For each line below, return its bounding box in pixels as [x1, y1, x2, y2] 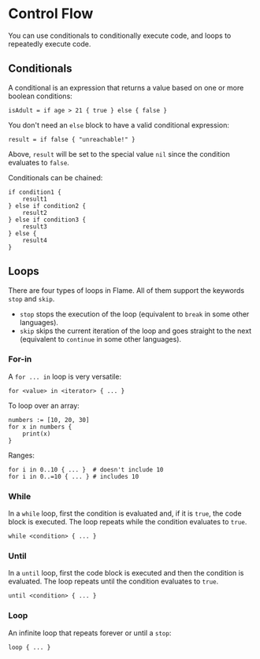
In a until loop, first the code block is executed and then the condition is [8, 568, 244, 578]
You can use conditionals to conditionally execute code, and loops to [8, 31, 232, 40]
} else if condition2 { [8, 202, 87, 209]
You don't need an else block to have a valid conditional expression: [8, 120, 230, 130]
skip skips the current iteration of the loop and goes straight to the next [19, 326, 252, 335]
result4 [22, 236, 47, 244]
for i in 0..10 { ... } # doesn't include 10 [8, 465, 164, 473]
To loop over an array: [8, 401, 80, 410]
